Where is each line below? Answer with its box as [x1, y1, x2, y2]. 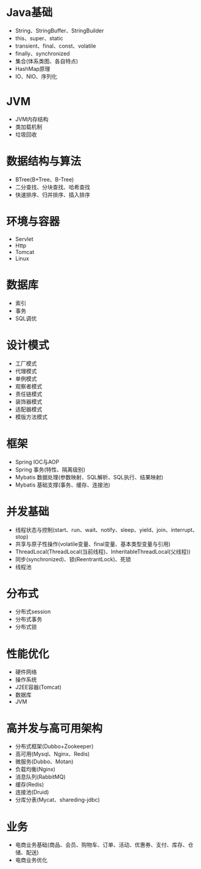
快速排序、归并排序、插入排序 [15, 191, 90, 198]
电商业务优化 [15, 856, 48, 864]
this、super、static [15, 34, 63, 42]
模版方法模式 [15, 413, 48, 420]
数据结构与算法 [6, 155, 82, 169]
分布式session [15, 608, 51, 616]
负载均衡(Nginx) [15, 766, 56, 773]
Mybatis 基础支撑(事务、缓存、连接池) [15, 481, 111, 489]
